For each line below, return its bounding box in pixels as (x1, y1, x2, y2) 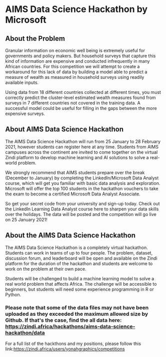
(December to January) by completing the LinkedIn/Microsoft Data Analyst (5, 175, 159, 181)
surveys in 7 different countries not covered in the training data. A (5, 100, 141, 106)
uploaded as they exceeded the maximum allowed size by (5, 310, 148, 317)
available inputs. (5, 79, 39, 85)
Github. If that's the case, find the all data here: (5, 316, 122, 323)
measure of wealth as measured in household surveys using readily (5, 74, 144, 80)
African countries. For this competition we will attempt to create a (5, 64, 140, 69)
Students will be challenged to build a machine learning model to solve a (5, 275, 154, 282)
